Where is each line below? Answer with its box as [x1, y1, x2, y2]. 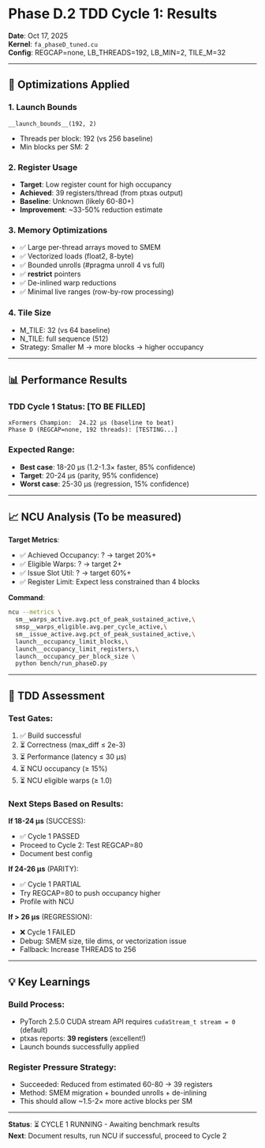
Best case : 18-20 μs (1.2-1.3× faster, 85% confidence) [19, 462, 196, 471]
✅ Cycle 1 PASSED [19, 832, 80, 841]
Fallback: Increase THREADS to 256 [19, 945, 136, 954]
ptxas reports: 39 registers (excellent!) [19, 1033, 146, 1043]
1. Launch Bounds [8, 102, 77, 113]
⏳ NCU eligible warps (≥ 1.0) [19, 776, 113, 785]
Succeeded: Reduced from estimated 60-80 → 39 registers [19, 1080, 213, 1089]
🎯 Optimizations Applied [8, 78, 130, 92]
